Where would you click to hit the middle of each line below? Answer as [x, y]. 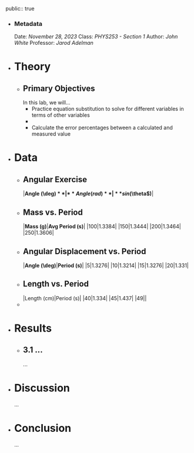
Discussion [42, 388]
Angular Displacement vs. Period [84, 251]
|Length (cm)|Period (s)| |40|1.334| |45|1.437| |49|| [85, 298]
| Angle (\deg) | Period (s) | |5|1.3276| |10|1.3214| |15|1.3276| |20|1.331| [106, 265]
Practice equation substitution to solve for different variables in [108, 109]
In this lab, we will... [46, 103]
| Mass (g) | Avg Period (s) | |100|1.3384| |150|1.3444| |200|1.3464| [102, 226]
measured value [51, 134]
